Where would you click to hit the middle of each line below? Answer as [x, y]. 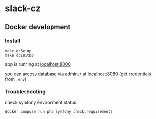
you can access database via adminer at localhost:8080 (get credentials [78, 74]
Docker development [38, 27]
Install [13, 41]
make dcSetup [18, 51]
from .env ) [16, 79]
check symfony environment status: [41, 103]
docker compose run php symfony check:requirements [59, 112]
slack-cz [23, 9]
